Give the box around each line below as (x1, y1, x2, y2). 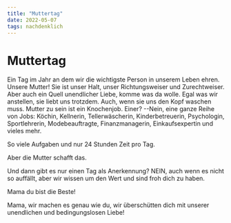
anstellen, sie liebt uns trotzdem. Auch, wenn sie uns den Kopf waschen (7, 97, 212, 106)
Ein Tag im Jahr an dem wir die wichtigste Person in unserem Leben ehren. (7, 75, 220, 84)
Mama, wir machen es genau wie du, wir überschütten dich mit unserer (7, 201, 210, 209)
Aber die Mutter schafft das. (7, 153, 88, 162)
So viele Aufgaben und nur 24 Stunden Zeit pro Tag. (7, 140, 155, 148)
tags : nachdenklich (7, 23, 63, 30)
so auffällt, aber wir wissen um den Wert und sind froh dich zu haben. (7, 174, 205, 183)
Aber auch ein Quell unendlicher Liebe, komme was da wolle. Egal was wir (7, 90, 219, 99)
